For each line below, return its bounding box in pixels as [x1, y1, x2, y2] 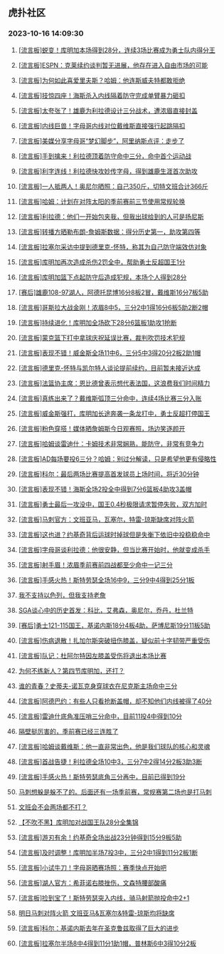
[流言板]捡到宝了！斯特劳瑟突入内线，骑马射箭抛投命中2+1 [18, 893, 190, 902]
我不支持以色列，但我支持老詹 [18, 591, 106, 599]
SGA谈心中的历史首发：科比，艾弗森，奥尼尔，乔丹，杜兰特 [18, 606, 194, 614]
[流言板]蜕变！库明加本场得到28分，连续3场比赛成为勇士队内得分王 [18, 46, 215, 54]
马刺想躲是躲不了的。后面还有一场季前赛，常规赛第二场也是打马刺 [18, 787, 212, 796]
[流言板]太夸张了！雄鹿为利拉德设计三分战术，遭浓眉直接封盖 [18, 106, 198, 115]
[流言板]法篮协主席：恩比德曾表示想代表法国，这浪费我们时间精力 [18, 378, 210, 387]
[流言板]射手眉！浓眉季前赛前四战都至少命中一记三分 [18, 560, 174, 569]
